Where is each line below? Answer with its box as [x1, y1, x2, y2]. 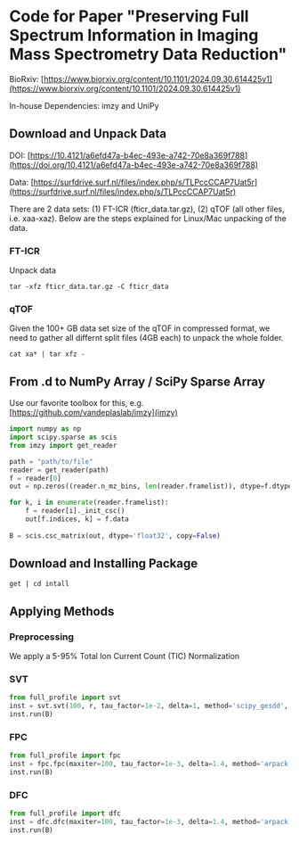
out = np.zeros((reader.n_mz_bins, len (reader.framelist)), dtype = [9, 482, 265, 491]
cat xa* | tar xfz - [9, 350, 86, 359]
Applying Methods [9, 604, 115, 619]
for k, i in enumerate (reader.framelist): [9, 498, 169, 508]
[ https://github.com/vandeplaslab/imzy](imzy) [9, 408, 178, 418]
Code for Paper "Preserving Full [9, 6, 249, 27]
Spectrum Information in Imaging [9, 25, 259, 45]
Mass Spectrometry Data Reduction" [9, 45, 287, 64]
